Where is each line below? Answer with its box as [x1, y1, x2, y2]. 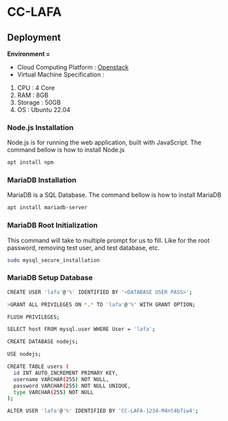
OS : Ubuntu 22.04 [17, 106, 71, 114]
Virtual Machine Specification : [17, 70, 105, 78]
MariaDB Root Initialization [7, 221, 98, 230]
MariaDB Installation [7, 175, 77, 185]
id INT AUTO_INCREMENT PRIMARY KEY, [13, 369, 118, 376]
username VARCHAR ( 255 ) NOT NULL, [13, 376, 110, 382]
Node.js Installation [7, 122, 74, 132]
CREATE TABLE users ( [7, 363, 70, 370]
